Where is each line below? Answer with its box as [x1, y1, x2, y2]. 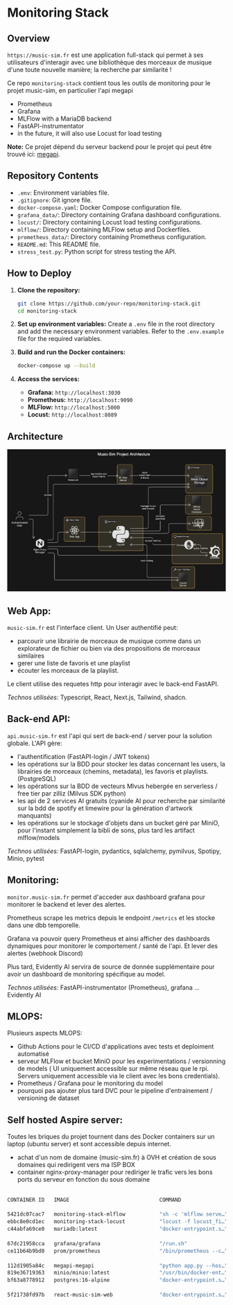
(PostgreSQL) [17, 774, 57, 782]
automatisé [17, 1050, 50, 1058]
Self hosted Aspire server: [7, 1114, 123, 1126]
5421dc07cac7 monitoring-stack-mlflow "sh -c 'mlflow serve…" [7, 1211, 228, 1218]
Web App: [7, 605, 51, 617]
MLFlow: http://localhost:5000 [27, 403, 120, 412]
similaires [17, 651, 45, 660]
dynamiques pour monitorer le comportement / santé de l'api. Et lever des [7, 941, 218, 950]
